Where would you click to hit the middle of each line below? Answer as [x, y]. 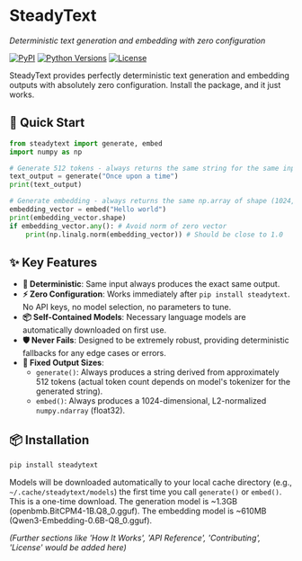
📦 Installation [49, 440]
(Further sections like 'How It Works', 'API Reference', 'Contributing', [135, 538]
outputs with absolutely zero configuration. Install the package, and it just [145, 85]
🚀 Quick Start [47, 123]
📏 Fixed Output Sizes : [63, 363]
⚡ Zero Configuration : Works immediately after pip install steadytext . [156, 294]
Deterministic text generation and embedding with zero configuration [138, 40]
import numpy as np [46, 152]
